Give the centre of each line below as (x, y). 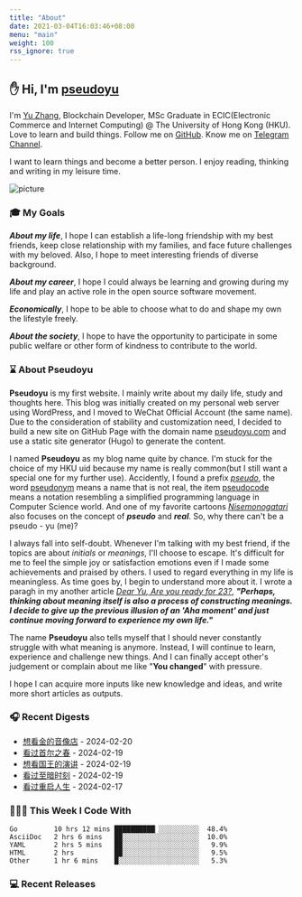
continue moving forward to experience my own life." (111, 620)
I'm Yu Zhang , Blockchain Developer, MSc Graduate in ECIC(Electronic (140, 115)
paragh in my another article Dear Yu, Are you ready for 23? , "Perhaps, (142, 591)
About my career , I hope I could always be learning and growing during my (149, 282)
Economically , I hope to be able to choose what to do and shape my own (146, 309)
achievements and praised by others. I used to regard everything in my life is (151, 572)
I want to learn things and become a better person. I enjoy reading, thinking (149, 161)
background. (33, 265)
